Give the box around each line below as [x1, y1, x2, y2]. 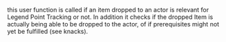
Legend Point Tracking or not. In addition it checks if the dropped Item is [7, 13, 214, 21]
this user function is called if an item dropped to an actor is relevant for [7, 6, 209, 14]
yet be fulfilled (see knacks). [7, 27, 88, 35]
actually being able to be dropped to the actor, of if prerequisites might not [7, 20, 220, 28]
